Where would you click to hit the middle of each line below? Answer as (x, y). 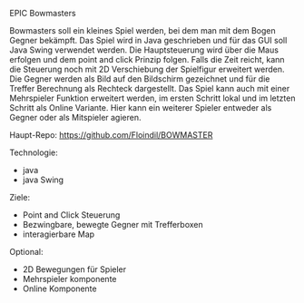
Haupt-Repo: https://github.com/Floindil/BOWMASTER (111, 135)
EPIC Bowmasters (43, 13)
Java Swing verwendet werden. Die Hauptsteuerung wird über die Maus (144, 50)
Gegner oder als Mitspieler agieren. (76, 117)
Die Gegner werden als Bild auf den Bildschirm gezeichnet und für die (140, 79)
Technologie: (34, 152)
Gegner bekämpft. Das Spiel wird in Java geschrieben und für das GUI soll (148, 40)
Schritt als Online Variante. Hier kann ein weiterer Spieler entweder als (141, 108)
